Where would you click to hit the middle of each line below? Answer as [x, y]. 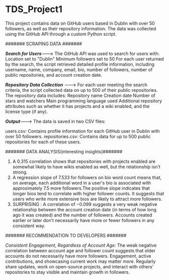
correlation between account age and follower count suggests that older [80, 250]
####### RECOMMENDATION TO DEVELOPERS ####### [66, 235]
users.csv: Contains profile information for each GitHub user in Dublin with [82, 131]
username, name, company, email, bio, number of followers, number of [79, 70]
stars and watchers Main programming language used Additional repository [84, 101]
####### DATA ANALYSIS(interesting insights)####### [64, 151]
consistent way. [29, 226]
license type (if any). [26, 111]
